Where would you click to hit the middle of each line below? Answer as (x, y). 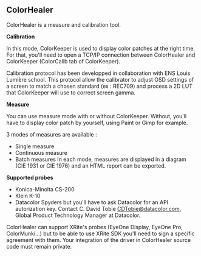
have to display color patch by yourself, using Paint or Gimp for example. (97, 123)
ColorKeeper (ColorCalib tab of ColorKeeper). (63, 61)
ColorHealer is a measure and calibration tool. (64, 24)
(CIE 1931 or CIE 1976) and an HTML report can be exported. (90, 165)
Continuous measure (41, 152)
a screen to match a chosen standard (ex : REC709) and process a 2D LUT (100, 86)
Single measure (35, 146)
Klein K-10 (28, 196)
